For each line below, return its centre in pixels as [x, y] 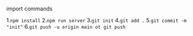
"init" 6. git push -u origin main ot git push [66, 27]
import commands [30, 9]
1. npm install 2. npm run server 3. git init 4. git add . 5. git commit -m [96, 20]
